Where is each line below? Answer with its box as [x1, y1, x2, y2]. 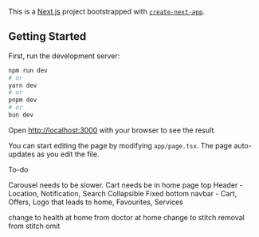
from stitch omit [8, 221, 61, 231]
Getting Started [8, 30, 87, 43]
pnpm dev [8, 96, 37, 105]
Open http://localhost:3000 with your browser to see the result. [8, 125, 217, 135]
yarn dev [8, 81, 37, 89]
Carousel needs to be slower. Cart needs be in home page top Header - [8, 180, 243, 190]
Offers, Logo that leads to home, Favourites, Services [8, 197, 183, 207]
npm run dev [8, 66, 48, 74]
